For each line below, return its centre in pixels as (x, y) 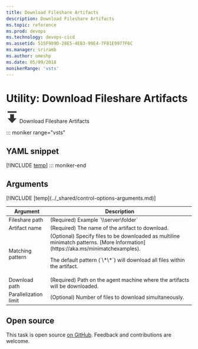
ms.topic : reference (32, 25)
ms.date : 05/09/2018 (32, 62)
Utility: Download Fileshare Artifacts (97, 98)
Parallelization (26, 294)
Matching (20, 251)
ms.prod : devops (26, 31)
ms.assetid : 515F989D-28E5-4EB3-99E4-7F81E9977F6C (70, 44)
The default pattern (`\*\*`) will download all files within (117, 260)
